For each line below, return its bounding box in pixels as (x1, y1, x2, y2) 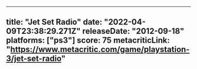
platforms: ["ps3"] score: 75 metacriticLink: (6, 36, 170, 46)
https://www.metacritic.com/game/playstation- (10, 44, 190, 54)
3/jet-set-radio (6, 54, 62, 64)
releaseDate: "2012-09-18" (82, 26, 185, 36)
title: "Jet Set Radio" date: (6, 17, 103, 27)
